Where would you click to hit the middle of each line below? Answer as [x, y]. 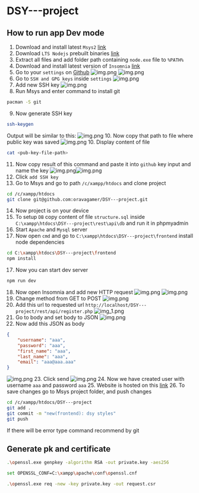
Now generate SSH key [44, 113]
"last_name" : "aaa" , [43, 357]
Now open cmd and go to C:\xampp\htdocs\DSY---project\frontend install [104, 236]
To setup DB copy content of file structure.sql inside [80, 217]
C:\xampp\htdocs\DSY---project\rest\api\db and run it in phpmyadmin [102, 223]
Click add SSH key [37, 177]
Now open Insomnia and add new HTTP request [74, 292]
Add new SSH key [37, 85]
